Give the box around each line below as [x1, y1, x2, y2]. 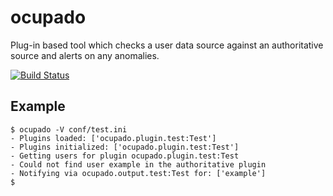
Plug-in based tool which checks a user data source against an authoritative [10, 39, 324, 51]
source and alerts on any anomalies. [10, 49, 160, 61]
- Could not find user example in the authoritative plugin [10, 159, 267, 170]
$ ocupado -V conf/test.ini [10, 124, 128, 135]
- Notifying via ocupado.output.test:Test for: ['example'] [10, 168, 267, 178]
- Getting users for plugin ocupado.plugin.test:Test [10, 151, 240, 161]
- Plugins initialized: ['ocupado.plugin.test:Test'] [10, 142, 240, 152]
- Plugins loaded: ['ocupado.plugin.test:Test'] [10, 133, 217, 143]
